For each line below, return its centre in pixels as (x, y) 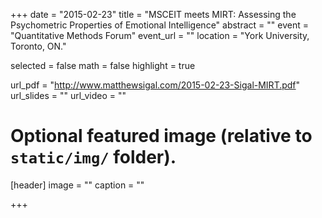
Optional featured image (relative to (161, 136)
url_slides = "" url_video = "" (68, 95)
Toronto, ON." (38, 46)
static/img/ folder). (93, 157)
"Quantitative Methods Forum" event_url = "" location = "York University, (160, 35)
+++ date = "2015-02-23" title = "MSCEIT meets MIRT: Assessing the (153, 14)
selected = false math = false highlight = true (103, 65)
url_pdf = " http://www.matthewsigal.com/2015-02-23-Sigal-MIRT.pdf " (155, 85)
